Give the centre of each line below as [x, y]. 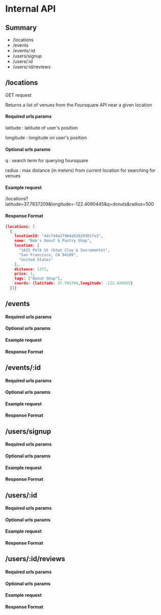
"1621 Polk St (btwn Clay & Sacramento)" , [64, 250]
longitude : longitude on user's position [46, 138]
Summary [21, 28]
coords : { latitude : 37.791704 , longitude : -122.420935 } [74, 283]
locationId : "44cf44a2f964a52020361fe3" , [59, 236]
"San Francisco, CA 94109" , [49, 255]
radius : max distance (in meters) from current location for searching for [80, 170]
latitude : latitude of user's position [41, 128]
